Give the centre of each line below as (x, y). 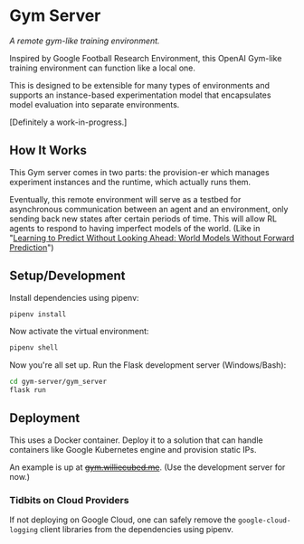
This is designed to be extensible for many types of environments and (139, 85)
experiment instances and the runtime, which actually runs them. (130, 182)
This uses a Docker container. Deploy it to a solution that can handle (137, 440)
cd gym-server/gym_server (58, 382)
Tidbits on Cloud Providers (69, 500)
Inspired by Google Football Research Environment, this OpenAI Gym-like (146, 58)
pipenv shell (34, 348)
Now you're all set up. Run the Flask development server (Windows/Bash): (148, 365)
